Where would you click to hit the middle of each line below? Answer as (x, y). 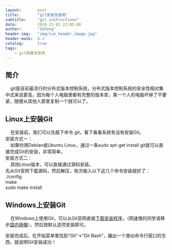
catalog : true (26, 44)
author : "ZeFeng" (31, 29)
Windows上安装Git (36, 205)
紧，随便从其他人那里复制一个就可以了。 (48, 101)
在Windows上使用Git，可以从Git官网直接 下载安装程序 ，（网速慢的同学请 (85, 218)
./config (14, 177)
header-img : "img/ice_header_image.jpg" (51, 34)
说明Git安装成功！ (37, 242)
